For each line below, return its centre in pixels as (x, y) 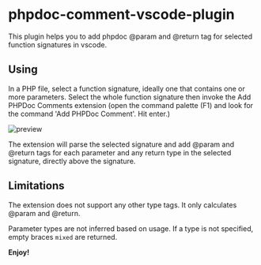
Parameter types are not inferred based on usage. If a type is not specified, (131, 228)
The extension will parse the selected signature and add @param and (121, 144)
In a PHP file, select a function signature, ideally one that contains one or (127, 88)
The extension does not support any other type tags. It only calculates (123, 205)
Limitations (36, 186)
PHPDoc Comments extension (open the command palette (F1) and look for (131, 105)
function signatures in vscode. (58, 44)
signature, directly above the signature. (72, 161)
